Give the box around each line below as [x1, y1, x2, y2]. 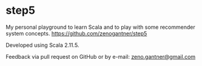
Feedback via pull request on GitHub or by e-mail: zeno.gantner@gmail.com [5, 53, 196, 60]
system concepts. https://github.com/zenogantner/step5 [5, 29, 147, 37]
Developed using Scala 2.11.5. [5, 41, 79, 49]
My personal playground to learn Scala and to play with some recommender [5, 23, 195, 31]
